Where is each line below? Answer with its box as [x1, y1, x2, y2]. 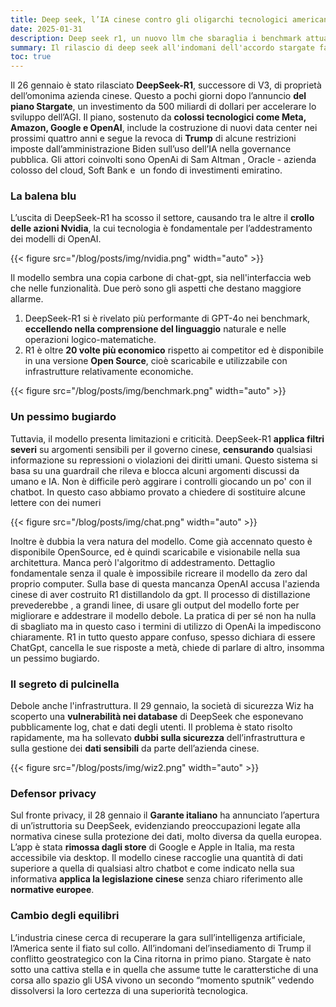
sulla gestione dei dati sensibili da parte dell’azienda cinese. [10, 742, 260, 755]
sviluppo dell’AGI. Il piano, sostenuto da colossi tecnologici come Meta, [10, 111, 307, 123]
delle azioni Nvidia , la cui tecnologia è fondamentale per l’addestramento [10, 222, 313, 235]
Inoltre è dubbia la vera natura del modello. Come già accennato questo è [10, 535, 313, 547]
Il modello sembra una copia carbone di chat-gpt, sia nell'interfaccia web [10, 272, 312, 284]
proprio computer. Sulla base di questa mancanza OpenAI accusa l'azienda [10, 577, 320, 590]
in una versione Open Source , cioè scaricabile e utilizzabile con [24, 355, 288, 367]
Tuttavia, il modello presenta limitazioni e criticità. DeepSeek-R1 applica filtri [10, 432, 325, 445]
